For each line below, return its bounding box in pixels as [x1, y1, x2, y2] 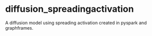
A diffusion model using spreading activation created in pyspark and [5, 20, 147, 26]
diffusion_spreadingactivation [5, 3, 134, 15]
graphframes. [5, 25, 34, 31]
